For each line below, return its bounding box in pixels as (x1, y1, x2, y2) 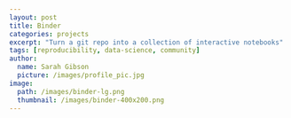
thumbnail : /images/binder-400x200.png (17, 95, 165, 105)
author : (9, 54, 38, 63)
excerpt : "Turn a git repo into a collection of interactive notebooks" (9, 37, 284, 47)
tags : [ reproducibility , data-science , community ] (9, 46, 201, 55)
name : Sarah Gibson (17, 63, 90, 72)
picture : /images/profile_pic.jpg (17, 71, 145, 80)
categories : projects (9, 29, 90, 38)
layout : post (9, 12, 58, 22)
